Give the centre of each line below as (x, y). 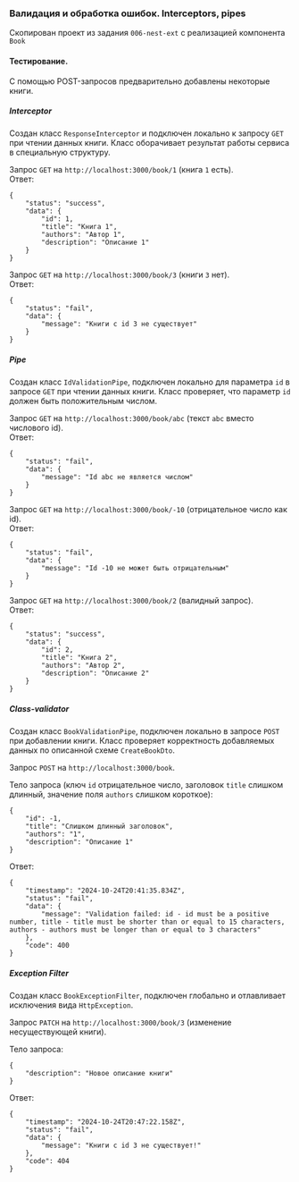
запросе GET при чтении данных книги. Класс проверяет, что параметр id (150, 392)
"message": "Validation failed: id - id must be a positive (155, 915)
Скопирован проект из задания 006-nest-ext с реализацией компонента (147, 33)
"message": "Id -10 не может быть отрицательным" (135, 569)
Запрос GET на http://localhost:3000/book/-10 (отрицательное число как (148, 510)
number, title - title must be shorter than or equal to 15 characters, (147, 922)
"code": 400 (47, 946)
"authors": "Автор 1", (83, 235)
